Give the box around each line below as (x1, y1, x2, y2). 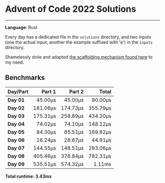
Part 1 (41, 88, 56, 95)
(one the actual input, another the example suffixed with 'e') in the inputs (5, 39, 153, 45)
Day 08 (7, 152, 25, 159)
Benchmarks (5, 73, 45, 82)
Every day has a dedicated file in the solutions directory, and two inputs (5, 34, 151, 40)
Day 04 (7, 120, 25, 127)
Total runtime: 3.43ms (5, 173, 52, 179)
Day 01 (7, 96, 25, 103)
